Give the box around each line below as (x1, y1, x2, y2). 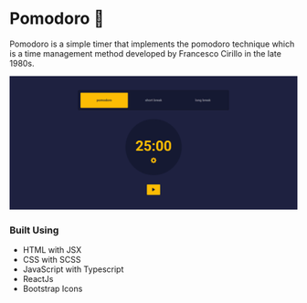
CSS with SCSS (22, 255, 81, 266)
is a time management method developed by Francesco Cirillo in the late (9, 47, 281, 58)
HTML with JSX (22, 245, 82, 256)
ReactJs (22, 274, 54, 285)
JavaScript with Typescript (22, 264, 124, 275)
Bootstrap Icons (22, 283, 83, 295)
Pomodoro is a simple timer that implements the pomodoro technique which (9, 38, 295, 49)
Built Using (9, 224, 59, 236)
